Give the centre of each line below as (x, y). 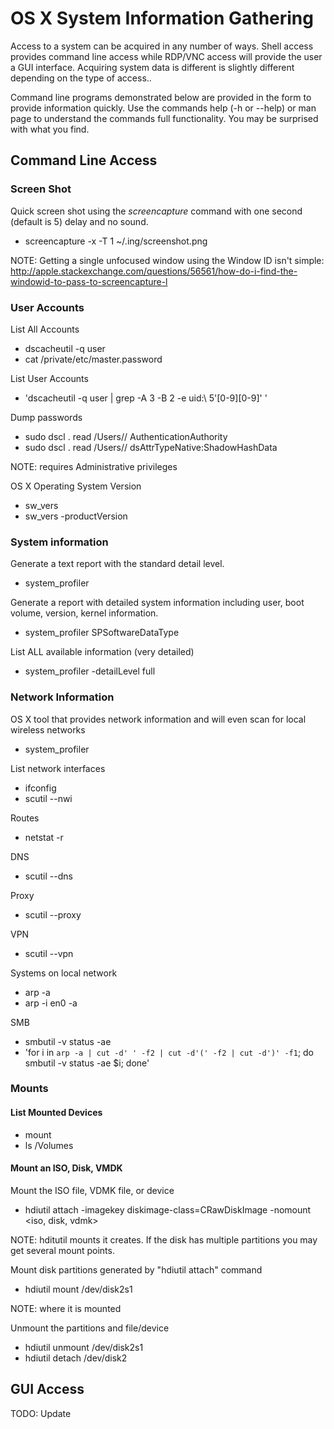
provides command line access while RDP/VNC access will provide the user (166, 56)
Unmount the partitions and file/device (90, 1328)
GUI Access (47, 1389)
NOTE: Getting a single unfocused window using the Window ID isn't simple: (167, 260)
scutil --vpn (49, 953)
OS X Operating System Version (76, 486)
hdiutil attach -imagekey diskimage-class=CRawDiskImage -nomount (168, 1209)
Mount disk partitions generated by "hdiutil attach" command (136, 1269)
